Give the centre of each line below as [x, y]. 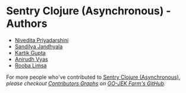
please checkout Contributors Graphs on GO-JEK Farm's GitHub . [86, 83]
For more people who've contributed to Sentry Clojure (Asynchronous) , [93, 77]
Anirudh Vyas [31, 59]
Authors [27, 24]
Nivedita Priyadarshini [42, 40]
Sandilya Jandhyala [39, 46]
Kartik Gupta [30, 52]
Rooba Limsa [31, 65]
